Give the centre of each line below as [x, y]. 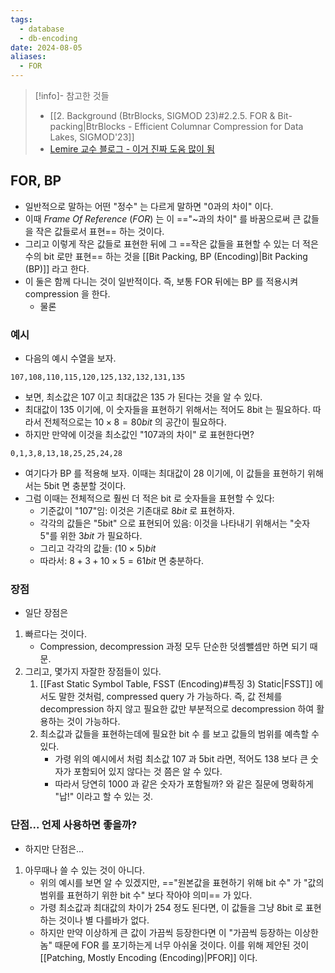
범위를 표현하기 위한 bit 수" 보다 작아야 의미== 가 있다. [146, 895]
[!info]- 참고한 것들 [72, 95]
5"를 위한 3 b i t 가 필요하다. [91, 536]
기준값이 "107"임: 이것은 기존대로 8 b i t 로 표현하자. [137, 511]
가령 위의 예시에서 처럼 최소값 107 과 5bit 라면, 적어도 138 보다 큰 [181, 759]
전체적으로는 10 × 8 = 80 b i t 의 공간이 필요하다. [135, 422]
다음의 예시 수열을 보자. [70, 358]
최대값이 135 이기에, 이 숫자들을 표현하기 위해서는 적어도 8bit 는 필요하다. [167, 410]
